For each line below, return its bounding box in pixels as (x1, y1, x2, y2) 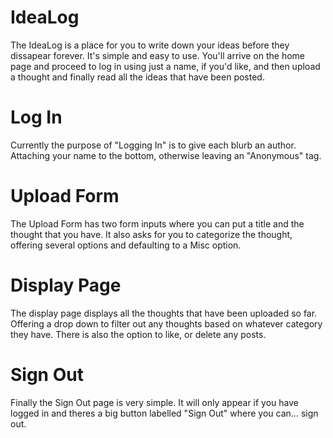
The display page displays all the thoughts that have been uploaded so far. (10, 307, 318, 319)
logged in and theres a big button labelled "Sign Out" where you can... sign (10, 407, 319, 419)
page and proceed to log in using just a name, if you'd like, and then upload (10, 60, 321, 72)
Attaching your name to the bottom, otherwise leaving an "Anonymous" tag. (10, 149, 322, 161)
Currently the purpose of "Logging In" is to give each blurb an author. (10, 139, 297, 151)
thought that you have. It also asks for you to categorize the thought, (10, 228, 293, 240)
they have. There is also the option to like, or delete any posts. (10, 328, 267, 340)
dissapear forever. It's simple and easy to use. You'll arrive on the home (10, 49, 306, 61)
